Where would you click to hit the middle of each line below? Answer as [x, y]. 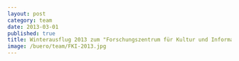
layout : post [27, 14]
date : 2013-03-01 [33, 27]
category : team [30, 20]
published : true [31, 33]
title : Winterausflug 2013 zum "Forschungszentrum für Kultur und [108, 40]
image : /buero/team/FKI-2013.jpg [57, 46]
